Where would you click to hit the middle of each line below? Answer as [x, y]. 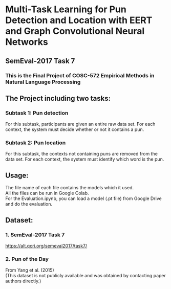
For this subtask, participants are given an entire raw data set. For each [80, 124]
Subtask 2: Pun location [36, 143]
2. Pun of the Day [27, 259]
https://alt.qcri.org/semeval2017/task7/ [46, 246]
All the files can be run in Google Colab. [47, 193]
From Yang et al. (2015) [30, 270]
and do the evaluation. [29, 204]
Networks [27, 42]
